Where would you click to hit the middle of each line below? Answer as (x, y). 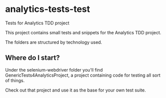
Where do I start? (33, 58)
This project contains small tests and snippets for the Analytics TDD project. (83, 32)
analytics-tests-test (48, 9)
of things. (15, 80)
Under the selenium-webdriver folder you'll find (54, 70)
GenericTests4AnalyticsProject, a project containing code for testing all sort (83, 75)
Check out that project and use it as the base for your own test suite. (76, 90)
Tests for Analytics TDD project (37, 23)
